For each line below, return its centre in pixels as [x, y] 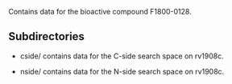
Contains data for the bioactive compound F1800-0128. [100, 12]
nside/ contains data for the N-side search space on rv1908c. [122, 71]
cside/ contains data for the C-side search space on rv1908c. [122, 56]
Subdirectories [46, 36]
